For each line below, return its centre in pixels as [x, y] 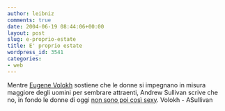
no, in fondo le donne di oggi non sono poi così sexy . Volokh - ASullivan [110, 100]
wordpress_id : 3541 [36, 53]
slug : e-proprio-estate [42, 40]
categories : [24, 59]
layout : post [26, 33]
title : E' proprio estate [45, 46]
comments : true [29, 20]
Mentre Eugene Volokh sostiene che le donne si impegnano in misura [107, 85]
